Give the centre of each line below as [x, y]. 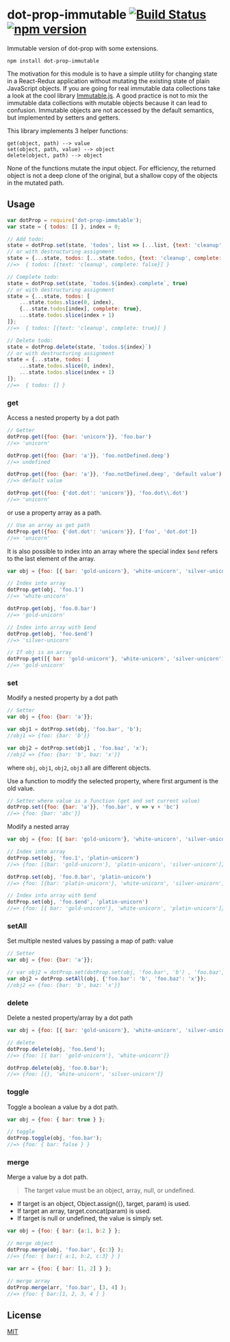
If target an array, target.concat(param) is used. [84, 1211]
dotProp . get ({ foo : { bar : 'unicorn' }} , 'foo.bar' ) [79, 436]
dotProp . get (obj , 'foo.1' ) [46, 590]
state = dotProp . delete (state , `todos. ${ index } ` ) [79, 347]
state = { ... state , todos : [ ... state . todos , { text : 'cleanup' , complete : [115, 258]
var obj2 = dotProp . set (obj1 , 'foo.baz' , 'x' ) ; [78, 748]
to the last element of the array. [51, 558]
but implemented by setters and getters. [64, 118]
